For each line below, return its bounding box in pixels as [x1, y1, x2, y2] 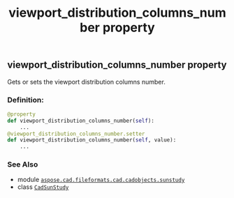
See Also [7, 160, 38, 169]
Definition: [7, 95, 44, 105]
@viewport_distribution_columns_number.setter [7, 130, 145, 137]
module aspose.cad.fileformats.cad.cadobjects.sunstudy [17, 176, 185, 184]
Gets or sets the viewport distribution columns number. [7, 77, 166, 86]
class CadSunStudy [17, 183, 69, 191]
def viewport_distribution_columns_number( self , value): [7, 137, 177, 144]
